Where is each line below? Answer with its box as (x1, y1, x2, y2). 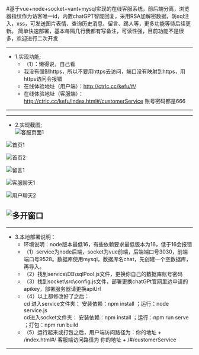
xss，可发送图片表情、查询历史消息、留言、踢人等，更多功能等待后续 (16, 20, 186, 27)
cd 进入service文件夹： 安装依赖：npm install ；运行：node (23, 300, 169, 307)
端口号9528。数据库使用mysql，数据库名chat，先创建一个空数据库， (23, 255, 191, 262)
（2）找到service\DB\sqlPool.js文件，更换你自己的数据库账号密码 (23, 270, 183, 277)
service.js (23, 306, 47, 313)
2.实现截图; (14, 121, 43, 128)
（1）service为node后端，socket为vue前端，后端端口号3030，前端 (23, 248, 188, 255)
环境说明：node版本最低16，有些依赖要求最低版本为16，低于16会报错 (23, 240, 192, 248)
